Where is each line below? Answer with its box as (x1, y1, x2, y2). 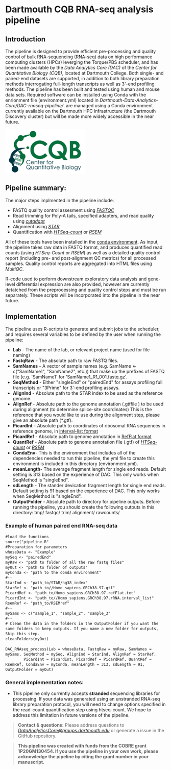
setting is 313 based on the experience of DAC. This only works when (12, 471, 159, 477)
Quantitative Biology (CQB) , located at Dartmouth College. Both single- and (5, 70, 164, 76)
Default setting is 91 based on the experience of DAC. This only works (12, 488, 160, 494)
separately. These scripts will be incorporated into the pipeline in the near (5, 292, 160, 298)
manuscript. (17, 759, 45, 765)
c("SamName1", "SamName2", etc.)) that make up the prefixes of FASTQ (12, 368, 165, 374)
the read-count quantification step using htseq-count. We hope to (12, 707, 152, 713)
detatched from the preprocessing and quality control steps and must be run (5, 286, 166, 293)
